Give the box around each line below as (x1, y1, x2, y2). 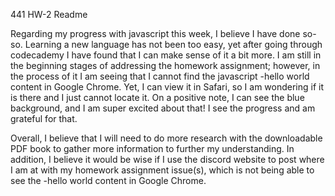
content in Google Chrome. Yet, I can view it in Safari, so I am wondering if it (10, 81, 325, 93)
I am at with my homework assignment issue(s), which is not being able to (10, 164, 315, 176)
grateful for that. (10, 113, 78, 124)
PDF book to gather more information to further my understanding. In (10, 143, 295, 154)
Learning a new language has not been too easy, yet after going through (24, 39, 323, 50)
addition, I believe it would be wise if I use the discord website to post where (10, 154, 325, 165)
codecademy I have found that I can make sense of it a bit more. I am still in (10, 49, 322, 61)
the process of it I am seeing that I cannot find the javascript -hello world (10, 70, 310, 82)
